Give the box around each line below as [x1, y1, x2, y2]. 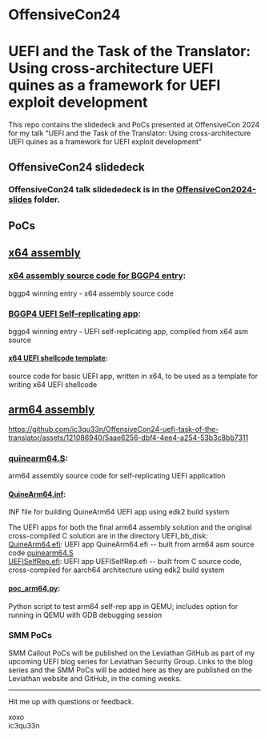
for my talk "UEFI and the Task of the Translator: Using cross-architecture [8, 128, 251, 138]
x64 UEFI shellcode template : [8, 353, 108, 363]
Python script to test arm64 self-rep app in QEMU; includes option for [8, 601, 239, 611]
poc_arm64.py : [8, 583, 61, 593]
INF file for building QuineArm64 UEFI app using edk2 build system [8, 507, 230, 517]
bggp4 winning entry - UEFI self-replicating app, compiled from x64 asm [8, 326, 249, 336]
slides [8, 194, 33, 205]
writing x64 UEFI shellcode [8, 380, 98, 389]
